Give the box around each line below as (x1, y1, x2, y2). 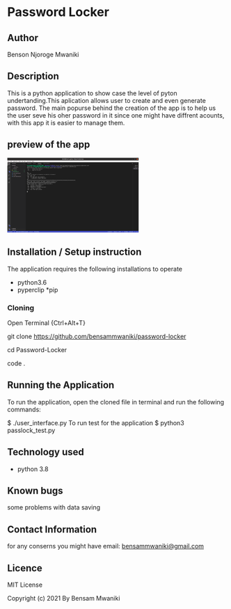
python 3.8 (17, 464, 49, 473)
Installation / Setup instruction (7, 246, 142, 258)
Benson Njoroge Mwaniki (7, 50, 79, 58)
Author (7, 32, 38, 44)
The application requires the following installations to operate (7, 264, 183, 273)
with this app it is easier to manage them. (7, 118, 125, 127)
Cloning (7, 303, 35, 313)
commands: (7, 405, 42, 413)
